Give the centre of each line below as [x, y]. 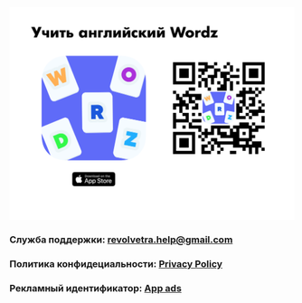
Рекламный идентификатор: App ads [96, 289]
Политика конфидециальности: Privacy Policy [116, 264]
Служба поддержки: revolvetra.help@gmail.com [121, 240]
